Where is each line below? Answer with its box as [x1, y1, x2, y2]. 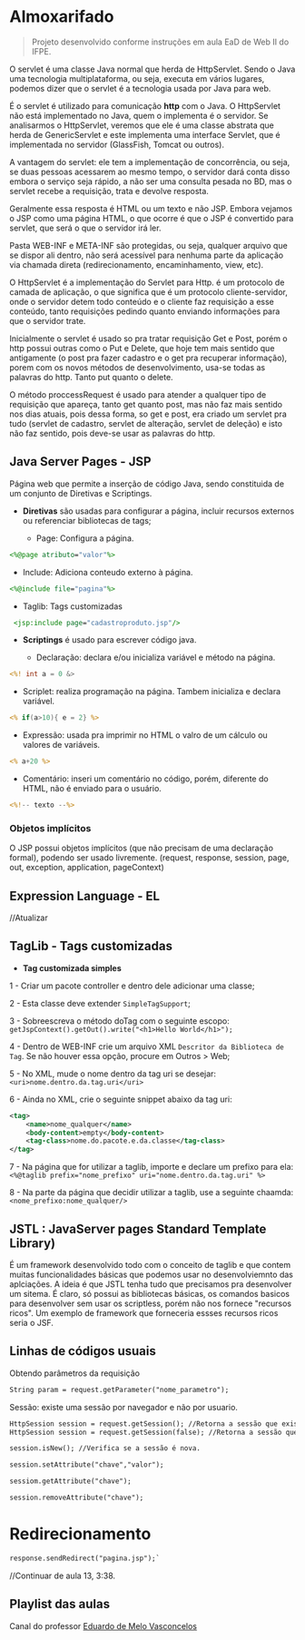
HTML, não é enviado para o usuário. [22, 783, 162, 793]
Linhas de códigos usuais [9, 1343, 156, 1359]
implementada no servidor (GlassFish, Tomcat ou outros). [9, 139, 225, 150]
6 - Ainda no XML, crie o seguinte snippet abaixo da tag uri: [9, 1094, 233, 1105]
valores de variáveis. [22, 740, 101, 751]
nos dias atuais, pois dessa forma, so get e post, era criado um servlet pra [9, 408, 288, 419]
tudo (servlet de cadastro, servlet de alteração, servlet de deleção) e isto [9, 417, 283, 428]
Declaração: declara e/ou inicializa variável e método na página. [35, 652, 276, 663]
